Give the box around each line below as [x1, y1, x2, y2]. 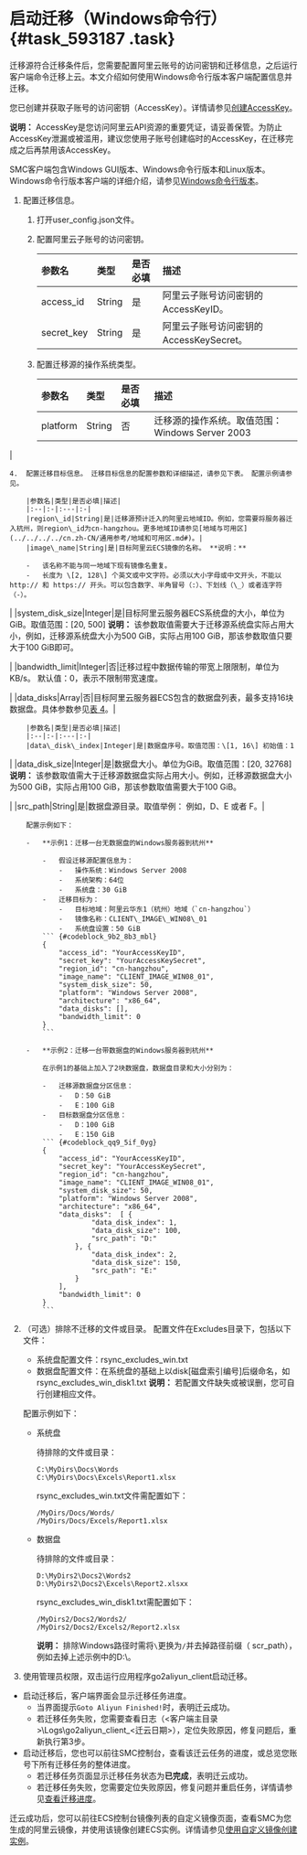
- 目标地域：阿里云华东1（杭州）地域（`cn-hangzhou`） [58, 905, 255, 914]
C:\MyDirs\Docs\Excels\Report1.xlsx [36, 1473, 176, 1482]
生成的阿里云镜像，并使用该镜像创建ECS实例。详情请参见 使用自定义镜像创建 [9, 1824, 298, 1835]
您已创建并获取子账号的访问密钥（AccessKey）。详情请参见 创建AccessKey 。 [9, 102, 298, 113]
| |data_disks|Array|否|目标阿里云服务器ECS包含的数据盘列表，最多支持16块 [9, 692, 294, 702]
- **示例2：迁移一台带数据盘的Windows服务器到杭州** [26, 1045, 215, 1055]
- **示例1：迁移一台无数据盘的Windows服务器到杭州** [26, 838, 215, 847]
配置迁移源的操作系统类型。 [36, 359, 142, 370]
